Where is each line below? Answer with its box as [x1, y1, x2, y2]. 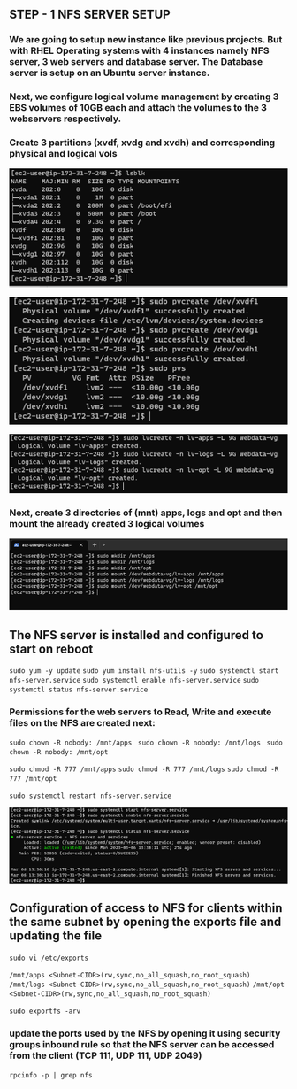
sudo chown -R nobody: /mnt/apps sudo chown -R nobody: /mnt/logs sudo [9, 738, 283, 747]
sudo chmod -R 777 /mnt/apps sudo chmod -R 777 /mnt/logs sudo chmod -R [9, 765, 279, 774]
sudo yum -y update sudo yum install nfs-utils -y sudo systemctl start [9, 667, 279, 676]
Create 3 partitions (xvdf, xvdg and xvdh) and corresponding [9, 136, 276, 149]
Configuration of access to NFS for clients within [9, 900, 283, 915]
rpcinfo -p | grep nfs [9, 1070, 93, 1079]
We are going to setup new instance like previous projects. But [9, 34, 283, 46]
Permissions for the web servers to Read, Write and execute [9, 706, 272, 718]
